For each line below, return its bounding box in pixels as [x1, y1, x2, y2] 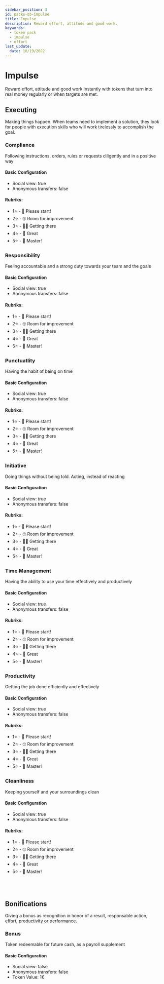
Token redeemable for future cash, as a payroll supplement [5, 942, 125, 947]
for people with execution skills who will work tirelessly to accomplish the [5, 124, 154, 130]
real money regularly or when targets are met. [5, 91, 98, 97]
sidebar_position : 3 [5, 7, 48, 12]
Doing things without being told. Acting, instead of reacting [5, 473, 125, 479]
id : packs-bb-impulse [5, 12, 50, 17]
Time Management [5, 567, 52, 574]
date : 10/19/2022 [9, 48, 45, 53]
